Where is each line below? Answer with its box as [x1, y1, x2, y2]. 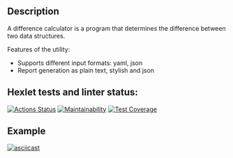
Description [7, 6, 59, 17]
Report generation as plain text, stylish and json [17, 66, 155, 74]
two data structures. [7, 31, 66, 40]
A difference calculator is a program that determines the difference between [7, 24, 226, 32]
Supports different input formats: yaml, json [17, 59, 143, 67]
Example [7, 125, 46, 137]
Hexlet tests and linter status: [7, 87, 138, 99]
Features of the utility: [7, 45, 70, 53]
